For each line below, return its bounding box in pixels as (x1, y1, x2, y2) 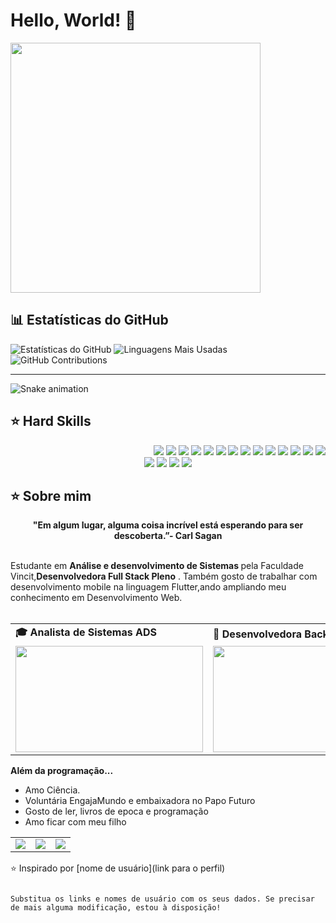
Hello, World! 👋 (10, 9, 137, 32)
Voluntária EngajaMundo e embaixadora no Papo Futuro (24, 795, 256, 807)
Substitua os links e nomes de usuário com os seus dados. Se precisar (10, 894, 315, 904)
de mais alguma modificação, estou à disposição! (10, 903, 222, 913)
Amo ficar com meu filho (24, 816, 127, 828)
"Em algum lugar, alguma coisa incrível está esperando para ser (32, 519, 304, 531)
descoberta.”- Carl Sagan (113, 530, 223, 542)
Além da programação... (10, 765, 114, 777)
